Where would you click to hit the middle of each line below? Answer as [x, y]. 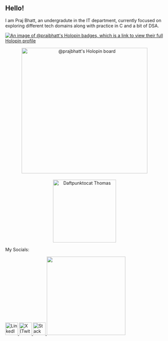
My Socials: [17, 249]
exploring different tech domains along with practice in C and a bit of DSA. [82, 26]
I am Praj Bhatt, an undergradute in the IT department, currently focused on [83, 20]
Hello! [15, 8]
